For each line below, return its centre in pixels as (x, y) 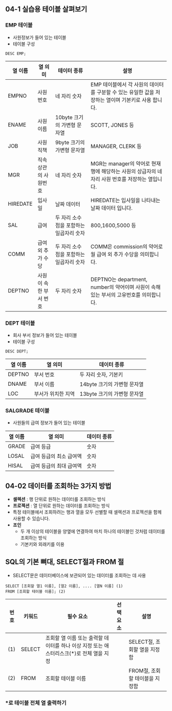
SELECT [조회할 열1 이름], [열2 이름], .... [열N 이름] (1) (64, 586)
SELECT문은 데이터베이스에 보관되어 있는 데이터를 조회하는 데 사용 (79, 575)
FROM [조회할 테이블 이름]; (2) (35, 591)
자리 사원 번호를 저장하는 (119, 179)
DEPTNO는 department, (119, 279)
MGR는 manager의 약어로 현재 (126, 164)
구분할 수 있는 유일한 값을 (125, 92)
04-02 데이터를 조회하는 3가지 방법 (58, 486)
